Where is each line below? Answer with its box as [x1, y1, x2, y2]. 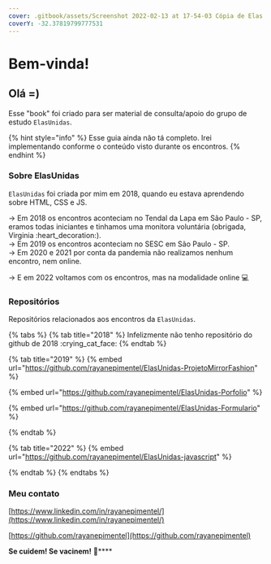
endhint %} [8, 150, 46, 159]
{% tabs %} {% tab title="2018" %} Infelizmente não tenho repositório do [8, 330, 253, 340]
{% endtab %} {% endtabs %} [8, 468, 110, 478]
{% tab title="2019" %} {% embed [8, 354, 123, 364]
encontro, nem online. [8, 256, 82, 266]
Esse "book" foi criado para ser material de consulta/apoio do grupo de [8, 108, 247, 118]
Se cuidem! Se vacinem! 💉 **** [8, 546, 113, 557]
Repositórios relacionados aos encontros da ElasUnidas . [8, 315, 196, 324]
